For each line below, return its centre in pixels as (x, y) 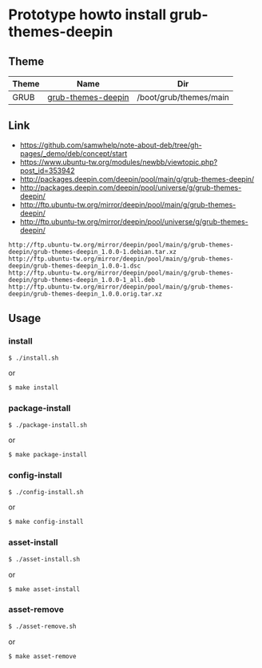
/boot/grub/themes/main (183, 97)
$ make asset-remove (43, 656)
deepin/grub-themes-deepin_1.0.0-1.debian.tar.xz (93, 252)
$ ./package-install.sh (48, 425)
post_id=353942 (47, 171)
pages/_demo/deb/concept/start (73, 153)
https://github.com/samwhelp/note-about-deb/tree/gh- (111, 145)
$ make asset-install (44, 589)
